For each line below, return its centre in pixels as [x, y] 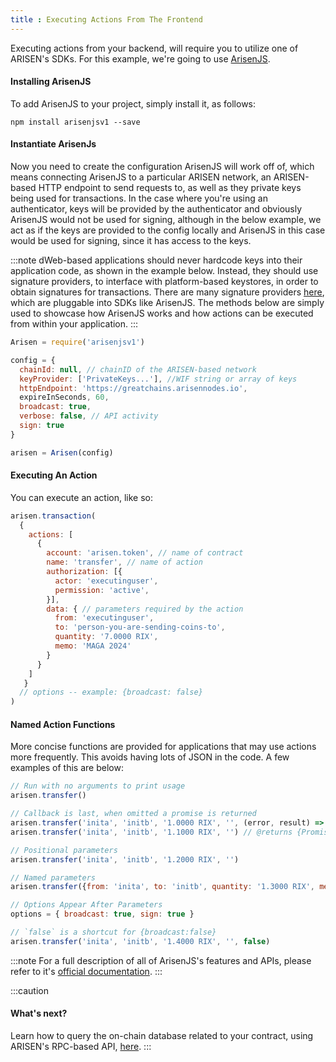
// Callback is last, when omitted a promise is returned [133, 814]
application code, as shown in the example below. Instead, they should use [164, 271]
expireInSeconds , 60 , [64, 397]
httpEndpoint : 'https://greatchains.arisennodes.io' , [133, 388]
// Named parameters [53, 877]
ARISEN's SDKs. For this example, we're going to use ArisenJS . [140, 58]
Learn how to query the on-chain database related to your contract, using [162, 1036]
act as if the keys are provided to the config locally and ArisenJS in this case [168, 230]
